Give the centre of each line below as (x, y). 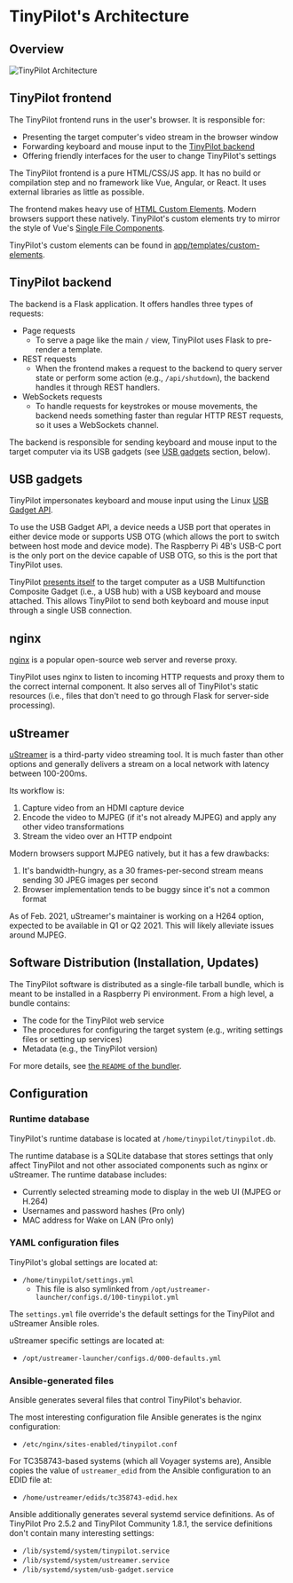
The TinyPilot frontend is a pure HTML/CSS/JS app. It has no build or (135, 173)
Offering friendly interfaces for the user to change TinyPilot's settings (149, 155)
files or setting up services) (72, 1039)
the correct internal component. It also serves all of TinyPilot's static (134, 686)
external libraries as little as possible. (77, 192)
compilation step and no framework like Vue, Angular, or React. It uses (138, 182)
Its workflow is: (37, 791)
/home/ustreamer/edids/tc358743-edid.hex (99, 1498)
